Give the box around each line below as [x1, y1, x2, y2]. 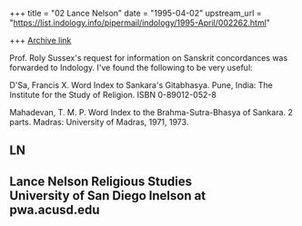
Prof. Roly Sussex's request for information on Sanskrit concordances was [9, 53, 288, 63]
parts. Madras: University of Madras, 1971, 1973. [9, 117, 189, 127]
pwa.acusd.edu [9, 201, 100, 217]
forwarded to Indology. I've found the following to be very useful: [9, 63, 253, 73]
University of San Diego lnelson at [9, 188, 206, 203]
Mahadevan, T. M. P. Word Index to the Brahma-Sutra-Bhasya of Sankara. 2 [9, 107, 294, 117]
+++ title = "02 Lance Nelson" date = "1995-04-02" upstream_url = [9, 8, 262, 18]
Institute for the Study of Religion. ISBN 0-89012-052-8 [9, 90, 216, 100]
